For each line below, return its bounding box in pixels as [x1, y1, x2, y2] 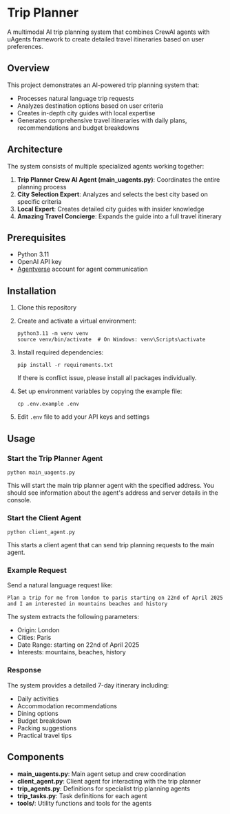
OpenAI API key [17, 258, 62, 266]
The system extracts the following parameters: [7, 613, 140, 621]
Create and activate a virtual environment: [17, 316, 136, 325]
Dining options [17, 709, 59, 717]
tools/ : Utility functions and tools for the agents [17, 799, 152, 807]
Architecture [7, 144, 63, 155]
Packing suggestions [17, 723, 77, 732]
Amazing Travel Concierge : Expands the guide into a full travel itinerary [17, 212, 222, 220]
